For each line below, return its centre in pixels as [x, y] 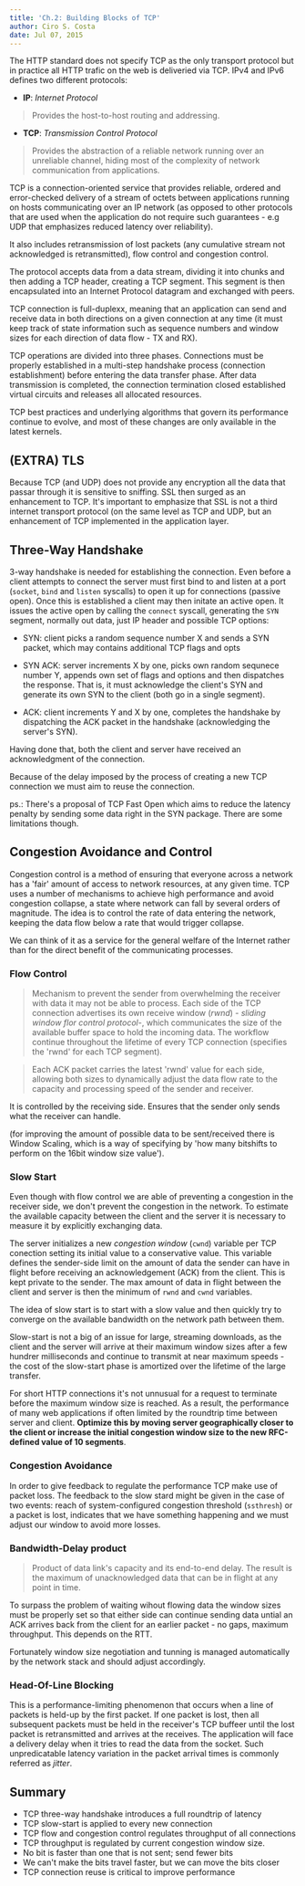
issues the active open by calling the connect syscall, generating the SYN [144, 611]
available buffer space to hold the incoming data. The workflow [150, 1032]
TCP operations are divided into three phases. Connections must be [137, 356]
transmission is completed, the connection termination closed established [148, 385]
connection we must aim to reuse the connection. [102, 786]
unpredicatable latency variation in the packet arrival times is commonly [144, 1754]
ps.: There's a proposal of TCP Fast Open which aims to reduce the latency [150, 804]
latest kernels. [36, 432]
